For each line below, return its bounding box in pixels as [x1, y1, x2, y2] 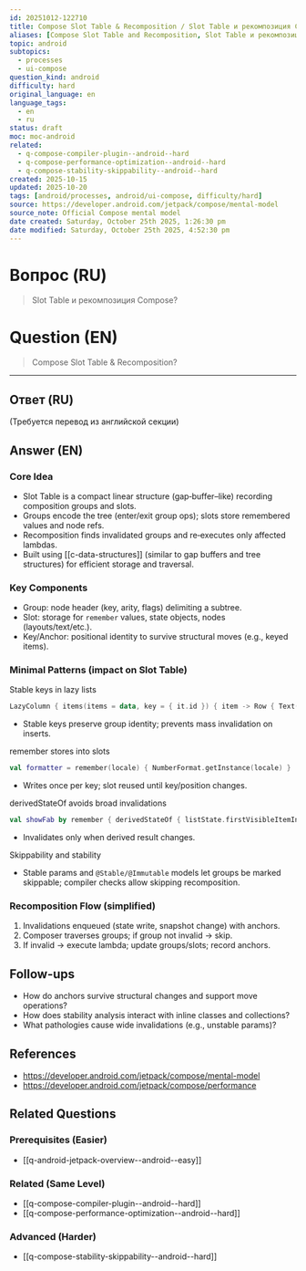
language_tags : [9, 98, 67, 108]
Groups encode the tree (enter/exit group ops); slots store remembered [22, 510, 291, 521]
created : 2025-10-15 [9, 174, 88, 183]
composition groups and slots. [22, 500, 137, 511]
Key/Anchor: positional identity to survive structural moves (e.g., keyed [22, 631, 289, 642]
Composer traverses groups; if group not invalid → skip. [22, 930, 233, 941]
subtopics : [9, 47, 51, 57]
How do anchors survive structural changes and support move [22, 991, 258, 1002]
